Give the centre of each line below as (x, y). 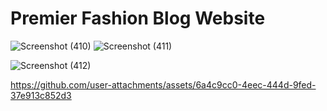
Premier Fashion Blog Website (138, 18)
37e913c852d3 (41, 95)
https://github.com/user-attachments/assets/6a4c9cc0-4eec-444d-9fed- (163, 84)
